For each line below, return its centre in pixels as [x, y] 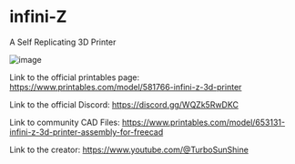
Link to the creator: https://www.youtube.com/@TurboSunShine [129, 149]
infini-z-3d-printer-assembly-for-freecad [86, 132]
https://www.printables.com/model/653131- [203, 122]
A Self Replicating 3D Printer [63, 42]
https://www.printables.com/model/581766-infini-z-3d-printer [126, 87]
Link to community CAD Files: [65, 122]
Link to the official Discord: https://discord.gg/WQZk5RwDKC [124, 104]
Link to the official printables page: [75, 77]
